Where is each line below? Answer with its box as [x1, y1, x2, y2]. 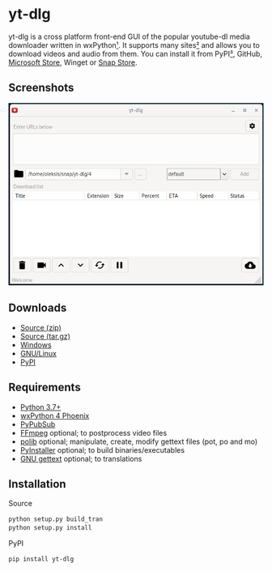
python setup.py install [8, 524, 92, 532]
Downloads [8, 301, 67, 315]
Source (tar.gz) [19, 331, 71, 341]
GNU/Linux [19, 348, 57, 358]
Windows [19, 339, 52, 349]
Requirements [8, 381, 81, 394]
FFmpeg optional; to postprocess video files [19, 428, 168, 437]
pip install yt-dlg [8, 556, 74, 564]
